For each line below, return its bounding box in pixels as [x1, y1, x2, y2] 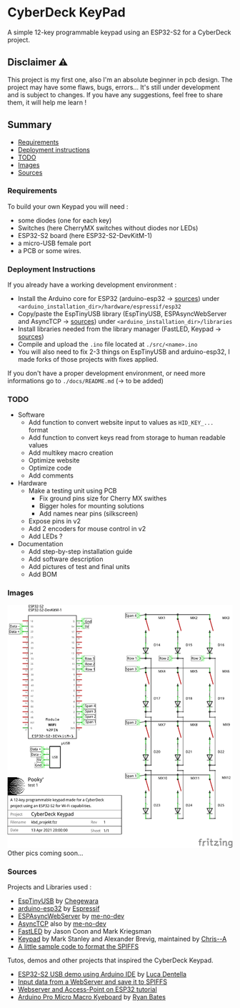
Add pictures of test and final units [28, 563, 131, 571]
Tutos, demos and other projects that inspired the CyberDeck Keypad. [7, 956, 214, 965]
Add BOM [28, 570, 57, 579]
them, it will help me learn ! [7, 98, 87, 107]
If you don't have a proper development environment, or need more [7, 369, 206, 377]
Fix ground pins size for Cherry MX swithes [39, 494, 167, 503]
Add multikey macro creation [28, 448, 114, 458]
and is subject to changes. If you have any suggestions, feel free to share [7, 90, 224, 99]
